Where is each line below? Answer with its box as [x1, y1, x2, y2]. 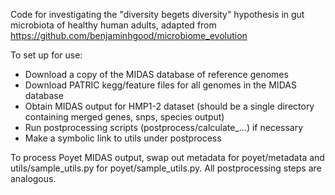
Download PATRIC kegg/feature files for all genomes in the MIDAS [24, 79, 297, 91]
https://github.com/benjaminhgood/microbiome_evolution [10, 30, 248, 41]
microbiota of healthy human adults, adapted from [10, 19, 217, 31]
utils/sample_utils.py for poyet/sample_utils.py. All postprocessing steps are [10, 162, 322, 174]
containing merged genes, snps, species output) [24, 111, 225, 123]
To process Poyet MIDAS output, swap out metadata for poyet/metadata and [10, 152, 325, 163]
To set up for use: [10, 49, 83, 61]
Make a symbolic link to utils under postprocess [24, 132, 222, 144]
